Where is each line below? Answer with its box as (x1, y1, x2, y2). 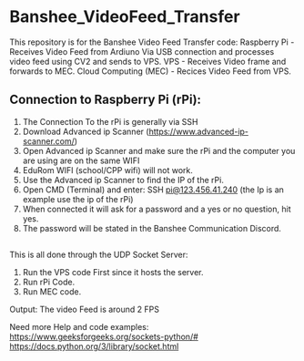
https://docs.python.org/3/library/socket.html (9, 341, 179, 352)
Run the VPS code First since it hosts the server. (22, 267, 204, 278)
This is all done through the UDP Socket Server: (9, 249, 188, 261)
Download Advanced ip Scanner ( (22, 126, 149, 137)
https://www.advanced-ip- (148, 126, 248, 137)
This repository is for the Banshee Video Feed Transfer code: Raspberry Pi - (9, 36, 295, 47)
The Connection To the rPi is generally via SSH (22, 116, 198, 127)
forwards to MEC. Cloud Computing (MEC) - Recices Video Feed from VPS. (9, 66, 291, 77)
